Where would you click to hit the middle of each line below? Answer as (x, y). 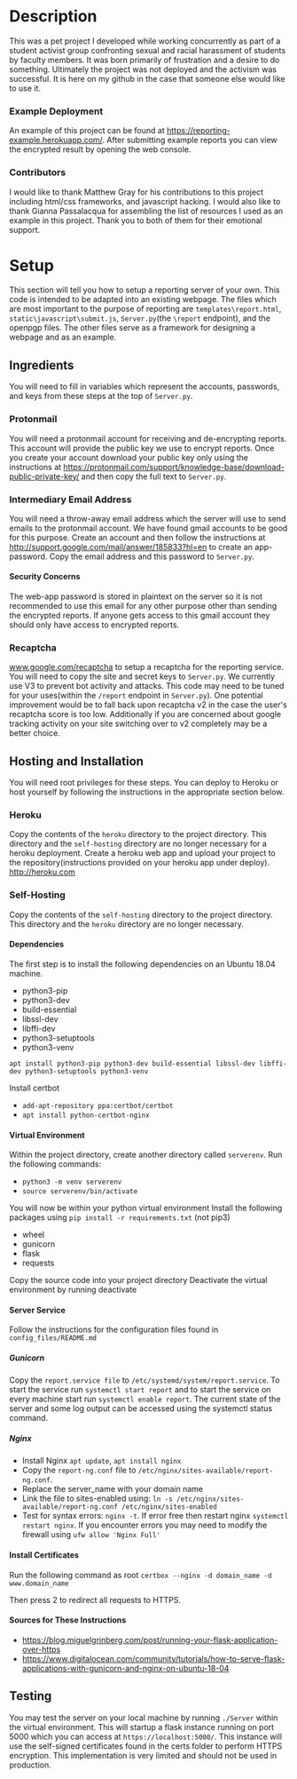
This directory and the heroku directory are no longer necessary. (126, 924)
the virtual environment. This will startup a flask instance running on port (142, 1727)
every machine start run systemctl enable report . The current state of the (145, 1399)
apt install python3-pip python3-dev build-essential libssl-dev (132, 1064)
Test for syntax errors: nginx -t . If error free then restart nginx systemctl (155, 1516)
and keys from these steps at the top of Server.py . (101, 396)
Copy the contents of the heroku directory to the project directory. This (138, 834)
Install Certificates (44, 1555)
